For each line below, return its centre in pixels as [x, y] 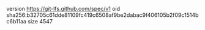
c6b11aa [16, 21]
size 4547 [40, 21]
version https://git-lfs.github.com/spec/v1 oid [63, 9]
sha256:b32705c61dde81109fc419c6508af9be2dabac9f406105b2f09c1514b [102, 15]
